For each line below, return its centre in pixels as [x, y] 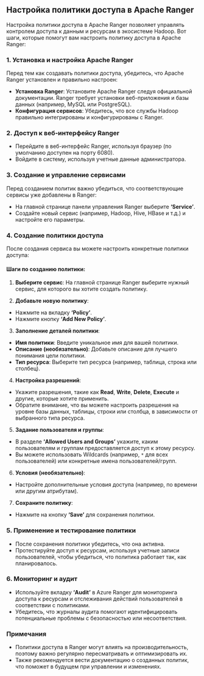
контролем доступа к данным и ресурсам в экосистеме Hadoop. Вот [97, 31]
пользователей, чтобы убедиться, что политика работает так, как [101, 557]
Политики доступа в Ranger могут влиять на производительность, [102, 647]
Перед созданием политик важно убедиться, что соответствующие [95, 188]
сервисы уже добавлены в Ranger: [51, 195]
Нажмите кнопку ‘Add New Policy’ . [61, 319]
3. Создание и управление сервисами [66, 175]
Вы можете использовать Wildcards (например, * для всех [92, 455]
